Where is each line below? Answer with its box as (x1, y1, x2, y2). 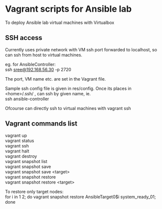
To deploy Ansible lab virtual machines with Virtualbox (5, 20, 115, 25)
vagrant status (5, 138, 34, 144)
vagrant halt (5, 148, 29, 154)
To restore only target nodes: (5, 188, 64, 194)
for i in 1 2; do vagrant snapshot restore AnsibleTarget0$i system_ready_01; (5, 194, 156, 200)
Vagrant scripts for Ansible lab (5, 3, 132, 15)
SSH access (5, 34, 43, 42)
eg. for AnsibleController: (5, 61, 56, 67)
